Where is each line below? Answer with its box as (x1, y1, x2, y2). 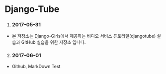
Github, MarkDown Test (11, 63, 61, 69)
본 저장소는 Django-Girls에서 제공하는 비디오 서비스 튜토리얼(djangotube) (11, 33, 156, 39)
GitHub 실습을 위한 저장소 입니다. (21, 39, 86, 45)
